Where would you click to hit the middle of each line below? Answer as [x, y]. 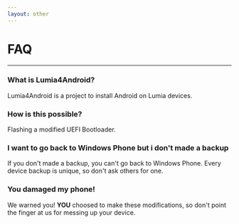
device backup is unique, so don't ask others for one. [85, 171]
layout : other [28, 14]
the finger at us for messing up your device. [71, 212]
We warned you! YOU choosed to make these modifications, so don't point [117, 205]
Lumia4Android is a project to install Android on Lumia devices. [100, 95]
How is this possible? [45, 114]
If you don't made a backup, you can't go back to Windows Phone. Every [115, 164]
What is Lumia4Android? [51, 80]
